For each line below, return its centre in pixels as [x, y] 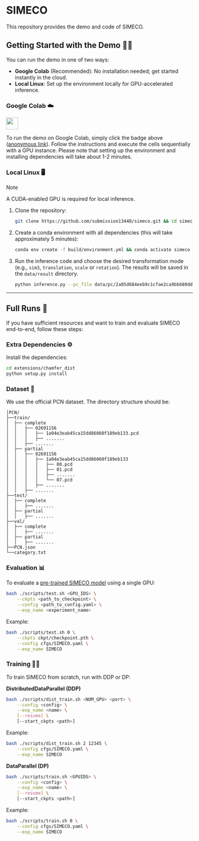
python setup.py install [37, 374]
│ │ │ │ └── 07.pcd [39, 480]
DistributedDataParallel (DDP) [44, 688]
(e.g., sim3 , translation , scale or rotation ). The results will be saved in [101, 268]
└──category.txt [26, 553]
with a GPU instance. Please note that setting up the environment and [91, 150]
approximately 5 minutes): [46, 239]
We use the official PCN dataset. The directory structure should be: [88, 402]
